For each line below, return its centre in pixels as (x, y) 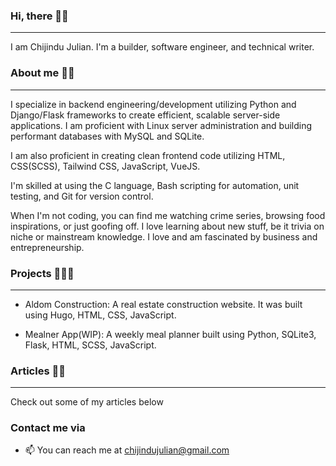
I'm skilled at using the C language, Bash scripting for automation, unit (155, 185)
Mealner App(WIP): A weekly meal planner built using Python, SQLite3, (170, 334)
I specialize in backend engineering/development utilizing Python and (153, 104)
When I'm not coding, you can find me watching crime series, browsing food (168, 215)
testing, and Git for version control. (82, 196)
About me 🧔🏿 (42, 73)
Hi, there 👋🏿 (39, 16)
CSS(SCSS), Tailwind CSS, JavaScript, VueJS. (105, 166)
